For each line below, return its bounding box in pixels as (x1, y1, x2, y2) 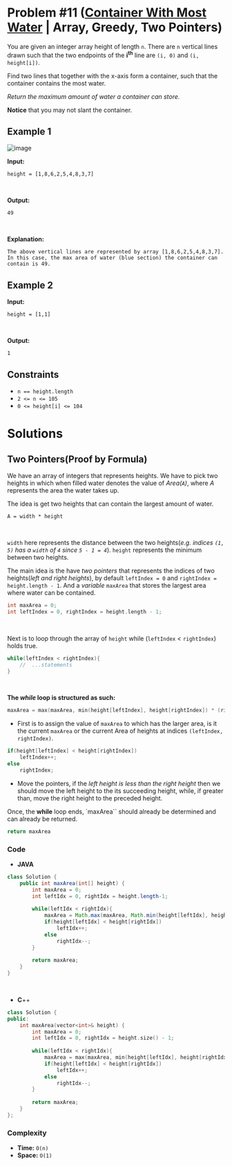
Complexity (7, 1128, 47, 1138)
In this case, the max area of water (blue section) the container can (7, 254, 217, 262)
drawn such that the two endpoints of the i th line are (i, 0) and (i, (7, 50, 200, 59)
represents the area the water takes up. (7, 486, 119, 495)
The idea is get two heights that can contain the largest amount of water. (7, 499, 214, 508)
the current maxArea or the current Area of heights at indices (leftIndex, (17, 727, 223, 735)
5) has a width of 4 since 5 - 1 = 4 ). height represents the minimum (7, 546, 202, 554)
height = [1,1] (7, 311, 51, 318)
